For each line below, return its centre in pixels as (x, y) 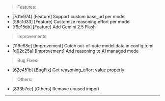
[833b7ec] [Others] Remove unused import (56, 89)
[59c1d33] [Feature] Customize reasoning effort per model (71, 22)
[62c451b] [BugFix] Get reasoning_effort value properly (68, 70)
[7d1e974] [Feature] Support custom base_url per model (69, 16)
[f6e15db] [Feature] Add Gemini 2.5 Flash (54, 27)
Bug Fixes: (28, 60)
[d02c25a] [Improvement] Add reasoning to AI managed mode (75, 51)
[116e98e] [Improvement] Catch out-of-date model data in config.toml (83, 46)
